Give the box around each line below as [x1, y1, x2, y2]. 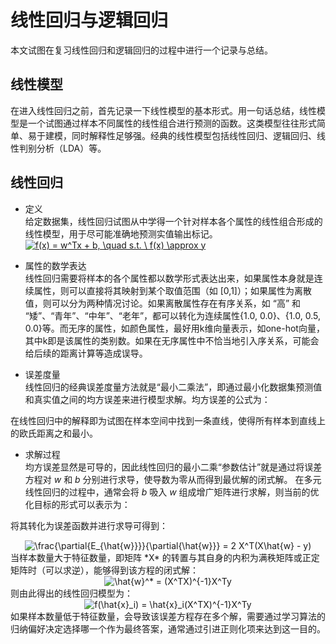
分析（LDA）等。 [36, 142, 107, 154]
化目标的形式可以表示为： [24, 498, 131, 510]
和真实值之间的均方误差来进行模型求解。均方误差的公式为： [24, 393, 271, 405]
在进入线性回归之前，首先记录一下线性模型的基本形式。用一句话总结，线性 [10, 104, 317, 116]
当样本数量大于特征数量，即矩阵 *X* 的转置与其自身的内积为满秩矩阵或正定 [10, 551, 320, 563]
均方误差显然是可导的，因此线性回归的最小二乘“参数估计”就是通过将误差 [24, 461, 323, 473]
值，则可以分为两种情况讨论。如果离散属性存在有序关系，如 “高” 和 [24, 297, 302, 309]
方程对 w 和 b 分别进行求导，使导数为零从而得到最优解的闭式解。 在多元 [24, 473, 322, 485]
